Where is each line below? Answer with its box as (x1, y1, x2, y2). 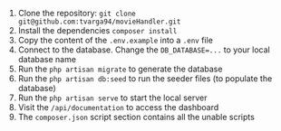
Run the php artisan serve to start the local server (17, 92, 208, 103)
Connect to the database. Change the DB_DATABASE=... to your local (17, 44, 270, 55)
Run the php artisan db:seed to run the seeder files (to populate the (17, 73, 273, 84)
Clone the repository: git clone (17, 8, 136, 18)
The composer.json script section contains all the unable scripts (17, 112, 256, 122)
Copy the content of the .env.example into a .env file (17, 35, 213, 45)
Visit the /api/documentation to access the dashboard (17, 102, 219, 112)
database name (17, 54, 77, 64)
